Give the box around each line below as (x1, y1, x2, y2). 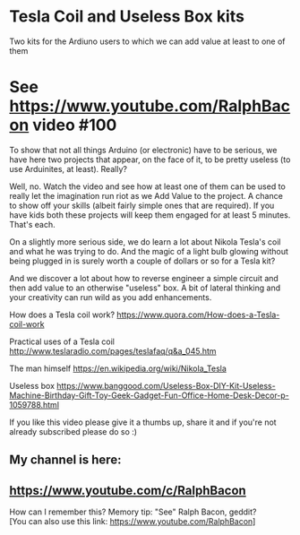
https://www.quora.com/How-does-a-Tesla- (116, 309, 280, 320)
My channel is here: (9, 453, 122, 468)
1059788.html (9, 399, 60, 410)
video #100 (32, 115, 117, 135)
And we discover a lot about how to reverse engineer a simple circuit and (9, 272, 279, 283)
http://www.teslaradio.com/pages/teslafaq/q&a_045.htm (9, 345, 217, 356)
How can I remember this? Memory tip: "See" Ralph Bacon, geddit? (9, 506, 257, 517)
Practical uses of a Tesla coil (9, 336, 115, 347)
